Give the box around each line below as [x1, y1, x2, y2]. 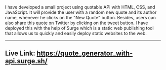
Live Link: [5, 49, 36, 58]
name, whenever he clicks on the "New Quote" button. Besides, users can [5, 15, 156, 20]
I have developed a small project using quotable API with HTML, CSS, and [5, 4, 156, 10]
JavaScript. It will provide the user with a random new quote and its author [5, 9, 157, 15]
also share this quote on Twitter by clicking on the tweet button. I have [5, 20, 148, 26]
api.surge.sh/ [5, 57, 48, 66]
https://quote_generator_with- [37, 49, 133, 58]
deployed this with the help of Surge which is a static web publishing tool [5, 25, 154, 31]
